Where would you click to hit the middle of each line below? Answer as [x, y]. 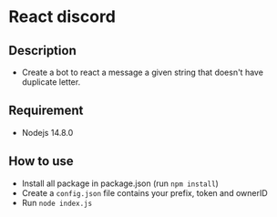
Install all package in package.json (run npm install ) [120, 183]
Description [42, 51]
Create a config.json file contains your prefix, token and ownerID [144, 192]
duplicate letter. [51, 82]
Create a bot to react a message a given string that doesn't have [142, 72]
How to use [41, 161]
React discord [62, 17]
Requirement [46, 111]
